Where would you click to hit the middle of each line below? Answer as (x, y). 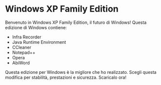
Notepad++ (24, 52)
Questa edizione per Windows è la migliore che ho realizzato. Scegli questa (81, 72)
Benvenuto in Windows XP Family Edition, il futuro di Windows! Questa (76, 22)
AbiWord (21, 63)
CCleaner (22, 47)
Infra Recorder (27, 37)
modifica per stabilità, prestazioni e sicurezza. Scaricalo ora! (66, 77)
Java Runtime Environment (39, 42)
